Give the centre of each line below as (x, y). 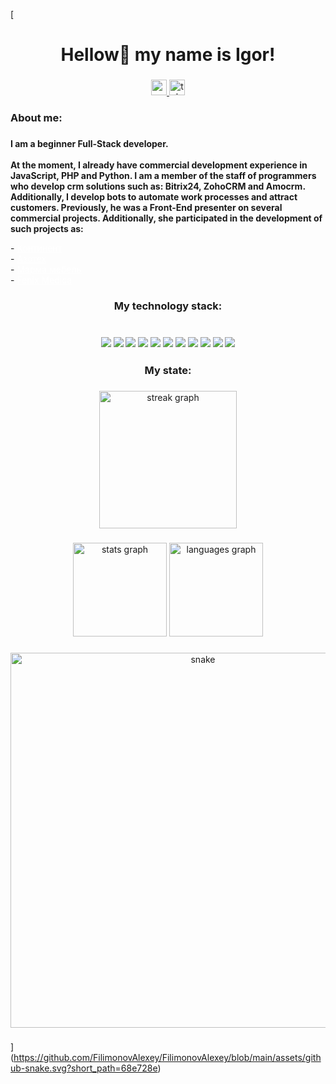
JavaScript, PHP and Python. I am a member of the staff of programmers (163, 175)
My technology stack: (168, 306)
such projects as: (47, 228)
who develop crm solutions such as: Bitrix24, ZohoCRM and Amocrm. (158, 186)
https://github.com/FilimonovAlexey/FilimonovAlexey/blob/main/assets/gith (167, 1058)
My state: (168, 370)
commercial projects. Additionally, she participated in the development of (166, 218)
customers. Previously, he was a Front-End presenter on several (146, 207)
